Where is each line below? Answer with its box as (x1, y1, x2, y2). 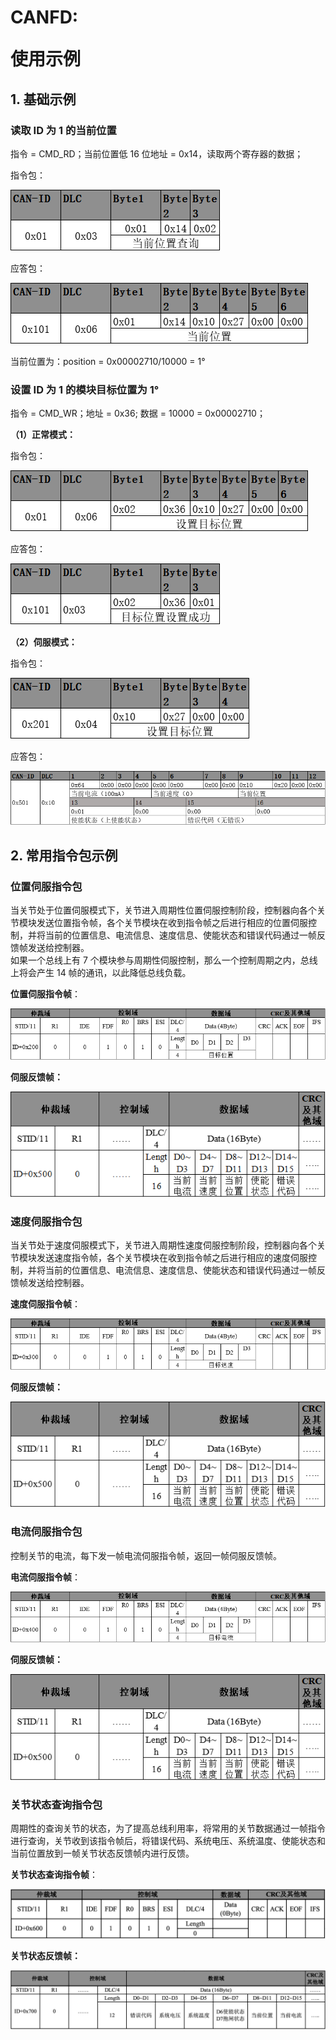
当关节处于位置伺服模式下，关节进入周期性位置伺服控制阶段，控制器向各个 (10, 904, 317, 916)
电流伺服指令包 (10, 1525, 83, 1539)
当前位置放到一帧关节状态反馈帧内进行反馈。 (10, 1847, 195, 1859)
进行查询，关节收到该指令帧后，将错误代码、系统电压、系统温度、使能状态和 (10, 1835, 326, 1846)
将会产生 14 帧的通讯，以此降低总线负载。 (18, 967, 192, 979)
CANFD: (10, 6, 79, 29)
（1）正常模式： (10, 429, 77, 441)
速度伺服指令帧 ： (10, 1298, 81, 1310)
